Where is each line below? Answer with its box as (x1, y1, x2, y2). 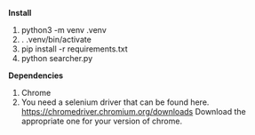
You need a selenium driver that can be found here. (20, 97, 210, 107)
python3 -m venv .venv (20, 25, 108, 35)
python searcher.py (20, 53, 93, 63)
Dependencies (8, 70, 64, 81)
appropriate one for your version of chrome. (20, 115, 183, 126)
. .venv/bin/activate (20, 35, 92, 44)
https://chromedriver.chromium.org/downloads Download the (20, 107, 246, 116)
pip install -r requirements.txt (20, 44, 128, 54)
